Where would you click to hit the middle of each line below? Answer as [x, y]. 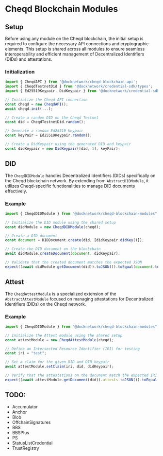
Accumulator [25, 406]
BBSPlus [21, 432]
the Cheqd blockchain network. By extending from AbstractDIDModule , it [77, 180]
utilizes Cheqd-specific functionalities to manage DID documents [70, 186]
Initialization [20, 71]
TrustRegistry [25, 448]
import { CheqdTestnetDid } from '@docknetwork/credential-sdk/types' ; [79, 87]
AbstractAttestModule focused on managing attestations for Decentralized [79, 299]
